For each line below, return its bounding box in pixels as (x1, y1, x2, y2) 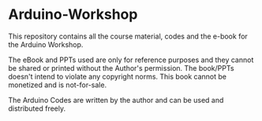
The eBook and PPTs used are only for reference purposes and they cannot (8, 55, 254, 64)
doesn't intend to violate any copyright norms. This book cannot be (8, 71, 227, 81)
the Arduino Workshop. (8, 39, 84, 49)
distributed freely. (8, 104, 65, 113)
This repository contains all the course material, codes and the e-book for (8, 31, 249, 41)
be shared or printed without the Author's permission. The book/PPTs (8, 63, 234, 72)
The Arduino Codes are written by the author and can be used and (8, 95, 224, 104)
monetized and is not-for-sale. (8, 80, 107, 90)
